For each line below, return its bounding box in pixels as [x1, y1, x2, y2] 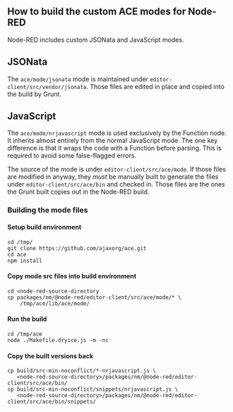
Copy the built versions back [7, 351, 94, 360]
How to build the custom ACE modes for [7, 6, 186, 18]
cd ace [7, 251, 27, 258]
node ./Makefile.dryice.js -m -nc [7, 336, 109, 343]
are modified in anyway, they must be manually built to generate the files [7, 172, 219, 181]
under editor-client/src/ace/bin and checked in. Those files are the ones [7, 180, 226, 189]
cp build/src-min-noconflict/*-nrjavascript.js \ [7, 367, 157, 375]
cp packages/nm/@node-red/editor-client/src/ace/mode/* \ [7, 293, 181, 301]
